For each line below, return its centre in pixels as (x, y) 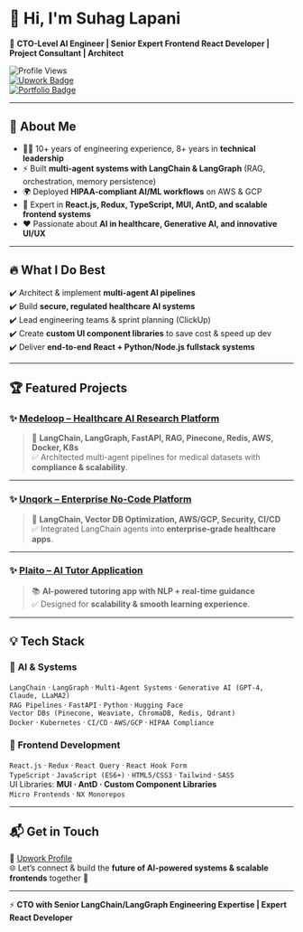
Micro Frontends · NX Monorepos (68, 794)
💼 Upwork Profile (41, 858)
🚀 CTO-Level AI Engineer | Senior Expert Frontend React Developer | (140, 43)
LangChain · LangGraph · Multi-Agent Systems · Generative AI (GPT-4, (137, 687)
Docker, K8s (55, 447)
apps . (42, 539)
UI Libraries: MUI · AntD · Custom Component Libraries (113, 784)
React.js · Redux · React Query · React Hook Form (98, 765)
